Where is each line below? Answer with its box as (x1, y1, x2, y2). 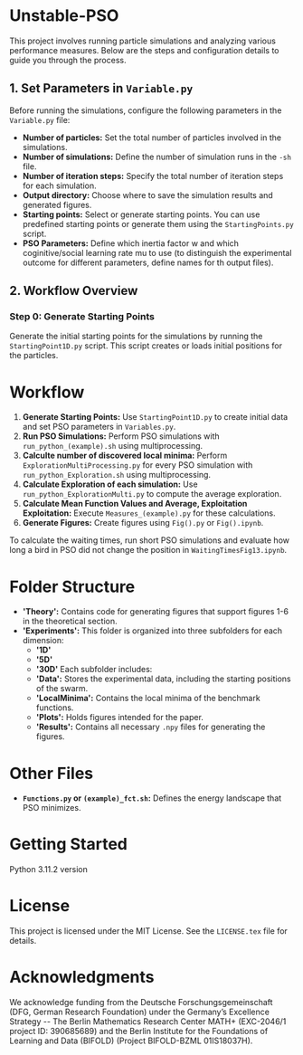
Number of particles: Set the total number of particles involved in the (22, 132, 282, 143)
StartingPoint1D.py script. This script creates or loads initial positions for (9, 340, 283, 351)
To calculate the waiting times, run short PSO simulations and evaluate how (9, 535, 289, 546)
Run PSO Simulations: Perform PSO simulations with (22, 431, 220, 442)
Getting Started (9, 834, 128, 855)
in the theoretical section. (22, 616, 118, 627)
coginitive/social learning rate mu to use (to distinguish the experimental (22, 247, 292, 258)
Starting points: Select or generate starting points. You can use (22, 209, 260, 220)
